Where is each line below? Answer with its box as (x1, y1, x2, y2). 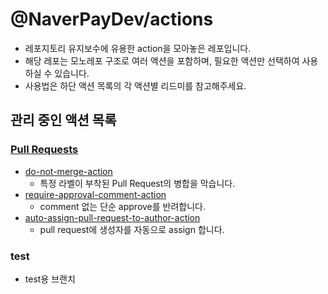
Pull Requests (10, 143, 79, 157)
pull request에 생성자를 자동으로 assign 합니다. (39, 223, 225, 235)
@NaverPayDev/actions (10, 8, 214, 31)
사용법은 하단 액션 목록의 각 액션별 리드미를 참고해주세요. (24, 79, 247, 92)
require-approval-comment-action (24, 188, 167, 200)
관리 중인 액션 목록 (10, 112, 117, 129)
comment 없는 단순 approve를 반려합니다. (39, 200, 207, 212)
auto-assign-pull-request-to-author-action (24, 211, 201, 223)
